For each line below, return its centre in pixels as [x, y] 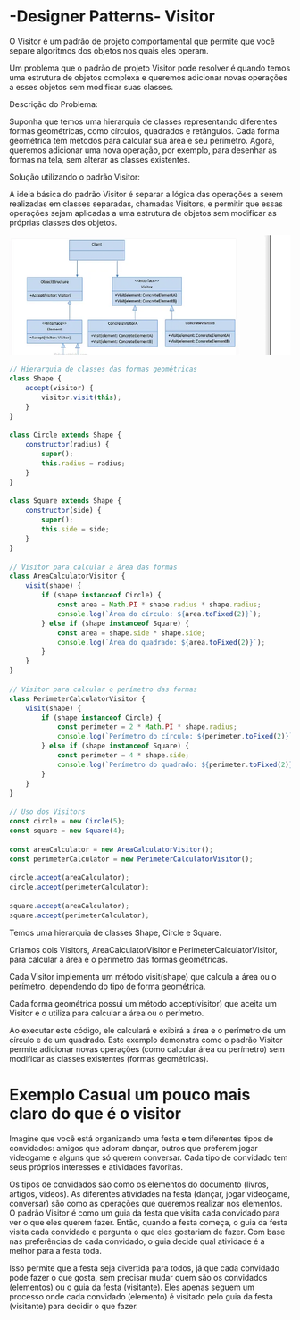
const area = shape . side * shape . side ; [131, 633]
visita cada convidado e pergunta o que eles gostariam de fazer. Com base [147, 1232]
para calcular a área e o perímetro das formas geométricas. [119, 959]
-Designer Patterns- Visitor [112, 17]
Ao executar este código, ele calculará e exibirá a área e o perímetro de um [147, 1030]
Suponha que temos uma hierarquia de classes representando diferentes [143, 121]
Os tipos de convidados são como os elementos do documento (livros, [139, 1184]
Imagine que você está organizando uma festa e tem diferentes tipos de [142, 1138]
